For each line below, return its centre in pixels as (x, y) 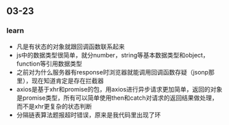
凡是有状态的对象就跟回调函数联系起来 (70, 46)
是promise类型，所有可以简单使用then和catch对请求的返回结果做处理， (117, 98)
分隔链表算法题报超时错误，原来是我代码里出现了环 (88, 115)
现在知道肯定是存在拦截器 (68, 81)
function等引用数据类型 (49, 64)
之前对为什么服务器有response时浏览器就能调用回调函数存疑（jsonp (112, 72)
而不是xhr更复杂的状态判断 (54, 106)
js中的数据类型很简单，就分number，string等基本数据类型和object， (113, 55)
